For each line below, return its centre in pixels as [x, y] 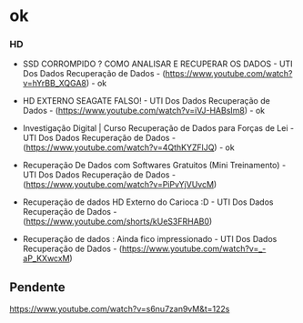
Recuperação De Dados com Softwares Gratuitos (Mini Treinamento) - [154, 166]
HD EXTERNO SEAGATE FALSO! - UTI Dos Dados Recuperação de [146, 101]
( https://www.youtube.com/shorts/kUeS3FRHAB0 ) [117, 222]
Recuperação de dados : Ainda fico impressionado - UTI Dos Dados [150, 239]
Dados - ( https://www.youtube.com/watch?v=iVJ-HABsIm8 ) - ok [144, 111]
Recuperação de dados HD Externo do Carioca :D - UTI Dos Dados [148, 202]
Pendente [37, 287]
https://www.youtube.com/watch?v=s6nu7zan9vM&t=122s [120, 309]
